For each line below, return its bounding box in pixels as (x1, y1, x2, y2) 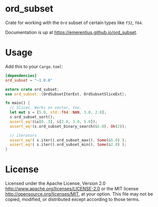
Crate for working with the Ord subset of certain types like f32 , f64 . (5, 20, 143, 26)
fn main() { (5, 101, 30, 106)
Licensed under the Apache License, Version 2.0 (5, 180, 106, 186)
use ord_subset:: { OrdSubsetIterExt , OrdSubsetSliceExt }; (5, 91, 127, 97)
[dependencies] (5, 73, 37, 78)
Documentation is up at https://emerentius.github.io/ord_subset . (5, 29, 138, 35)
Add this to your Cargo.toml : (5, 63, 64, 69)
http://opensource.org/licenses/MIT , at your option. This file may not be (5, 191, 153, 197)
